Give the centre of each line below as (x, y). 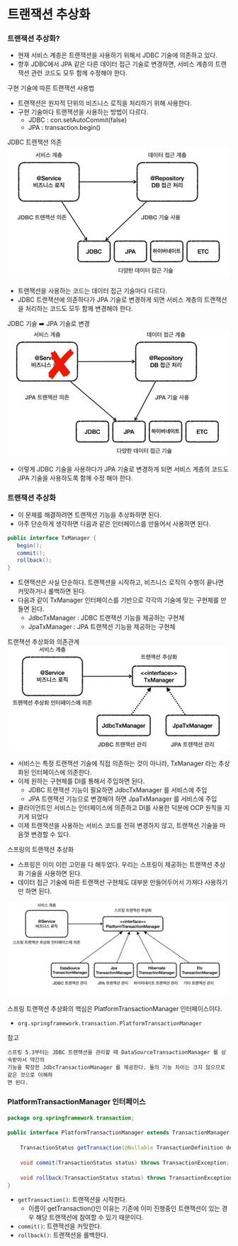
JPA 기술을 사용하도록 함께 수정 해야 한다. (75, 478)
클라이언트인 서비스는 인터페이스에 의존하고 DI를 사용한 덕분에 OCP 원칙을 (120, 807)
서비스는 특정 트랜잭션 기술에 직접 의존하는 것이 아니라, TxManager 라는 (117, 763)
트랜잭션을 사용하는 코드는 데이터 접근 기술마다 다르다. (92, 291)
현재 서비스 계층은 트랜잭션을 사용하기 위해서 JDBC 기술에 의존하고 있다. (118, 55)
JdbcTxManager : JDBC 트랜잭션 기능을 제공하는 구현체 (106, 618)
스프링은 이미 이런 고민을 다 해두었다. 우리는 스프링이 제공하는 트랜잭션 (115, 864)
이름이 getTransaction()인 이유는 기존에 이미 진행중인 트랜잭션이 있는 (124, 1208)
